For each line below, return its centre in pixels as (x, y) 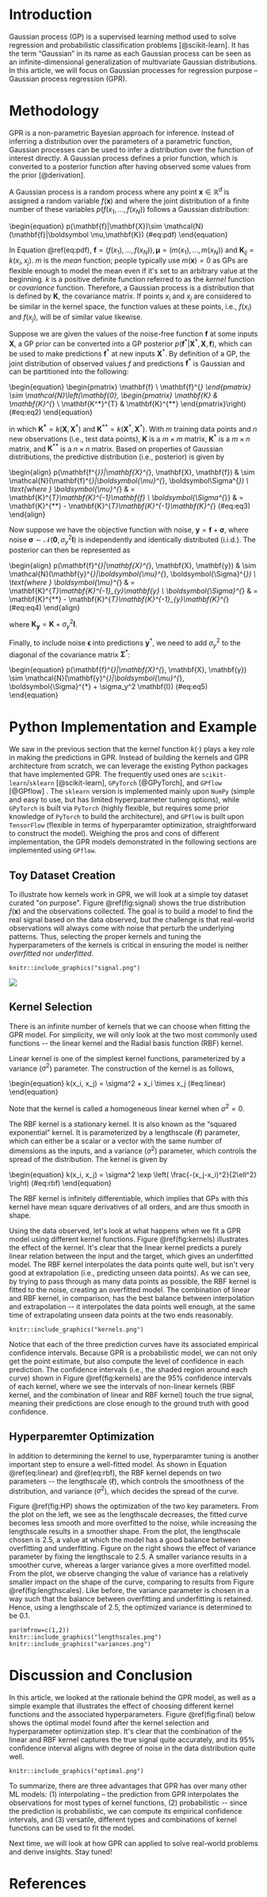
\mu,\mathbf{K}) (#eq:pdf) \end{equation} (159, 235)
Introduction (51, 15)
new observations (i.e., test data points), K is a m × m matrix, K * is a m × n (130, 438)
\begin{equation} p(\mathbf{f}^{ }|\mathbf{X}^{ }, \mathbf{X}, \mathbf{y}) (128, 670)
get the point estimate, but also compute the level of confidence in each (126, 1361)
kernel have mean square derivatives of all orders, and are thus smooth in (129, 1206)
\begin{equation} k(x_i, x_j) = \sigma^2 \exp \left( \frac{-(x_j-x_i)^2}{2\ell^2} (133, 1174)
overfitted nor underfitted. (51, 953)
